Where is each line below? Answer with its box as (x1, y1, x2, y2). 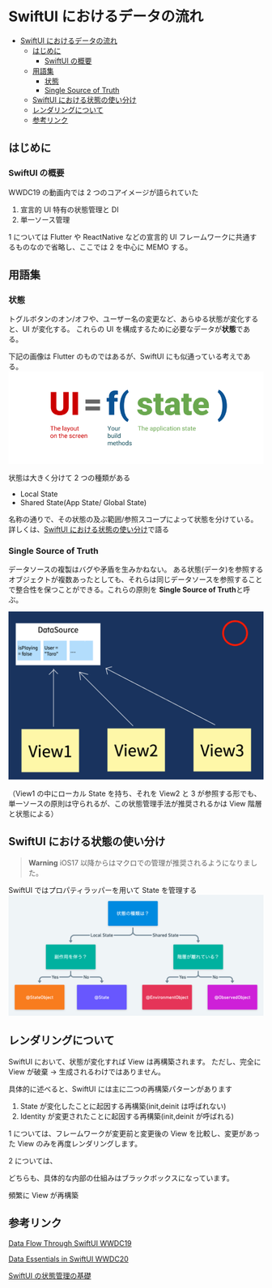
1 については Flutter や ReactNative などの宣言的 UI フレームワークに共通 (8, 232, 250, 241)
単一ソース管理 (19, 215, 70, 224)
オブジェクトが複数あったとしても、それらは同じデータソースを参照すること (8, 575, 263, 584)
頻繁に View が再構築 (8, 1190, 79, 1200)
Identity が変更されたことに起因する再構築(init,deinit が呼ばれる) (19, 1111, 235, 1121)
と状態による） (8, 809, 58, 818)
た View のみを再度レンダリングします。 (8, 1138, 142, 1148)
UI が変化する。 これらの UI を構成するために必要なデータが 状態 (22, 325, 236, 334)
